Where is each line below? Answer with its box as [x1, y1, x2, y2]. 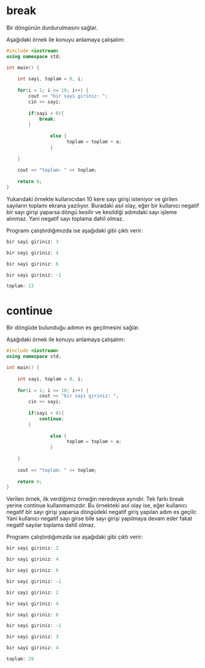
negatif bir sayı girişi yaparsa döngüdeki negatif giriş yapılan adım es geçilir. [6, 509, 198, 516]
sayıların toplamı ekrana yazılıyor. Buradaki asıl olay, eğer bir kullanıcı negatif [6, 202, 199, 209]
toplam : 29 [6, 656, 34, 662]
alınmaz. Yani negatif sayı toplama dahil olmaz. [6, 215, 124, 222]
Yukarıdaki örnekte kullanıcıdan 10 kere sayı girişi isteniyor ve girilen [6, 195, 178, 202]
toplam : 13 [6, 283, 34, 289]
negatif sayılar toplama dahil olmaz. [6, 521, 96, 529]
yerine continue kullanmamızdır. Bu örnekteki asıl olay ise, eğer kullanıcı [6, 502, 187, 509]
